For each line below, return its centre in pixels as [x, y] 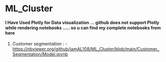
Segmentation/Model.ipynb [40, 54]
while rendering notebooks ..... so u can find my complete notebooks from [83, 28]
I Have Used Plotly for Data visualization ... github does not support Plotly [82, 22]
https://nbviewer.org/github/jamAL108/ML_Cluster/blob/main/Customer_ [86, 49]
